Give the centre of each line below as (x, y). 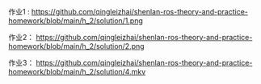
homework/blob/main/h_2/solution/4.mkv (77, 72)
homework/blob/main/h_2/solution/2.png (76, 46)
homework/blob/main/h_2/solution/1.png (76, 21)
